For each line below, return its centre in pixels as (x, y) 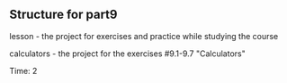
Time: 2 (23, 71)
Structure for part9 (63, 15)
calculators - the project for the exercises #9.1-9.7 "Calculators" (127, 54)
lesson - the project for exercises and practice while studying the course (144, 36)
